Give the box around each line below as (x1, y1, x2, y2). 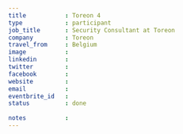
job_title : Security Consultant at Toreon (8, 26, 176, 34)
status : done (8, 99, 87, 107)
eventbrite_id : (8, 92, 69, 100)
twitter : (8, 63, 69, 71)
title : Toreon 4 (8, 11, 101, 20)
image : (8, 48, 69, 56)
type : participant (8, 19, 112, 27)
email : (8, 84, 69, 93)
